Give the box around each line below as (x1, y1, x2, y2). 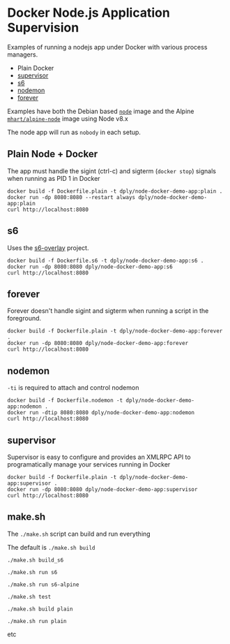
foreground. (7, 314, 42, 323)
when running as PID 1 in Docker (7, 174, 100, 182)
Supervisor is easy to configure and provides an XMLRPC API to (7, 453, 191, 461)
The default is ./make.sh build (7, 543, 95, 551)
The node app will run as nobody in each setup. (7, 128, 141, 136)
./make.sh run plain (7, 617, 68, 624)
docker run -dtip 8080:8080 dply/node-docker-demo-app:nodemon (7, 409, 195, 416)
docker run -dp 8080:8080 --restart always (7, 193, 136, 200)
